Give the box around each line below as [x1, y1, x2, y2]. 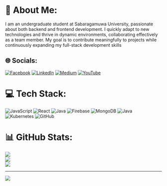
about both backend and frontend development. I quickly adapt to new [5, 26, 150, 32]
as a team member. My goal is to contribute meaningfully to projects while [5, 37, 157, 43]
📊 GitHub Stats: [5, 131, 73, 143]
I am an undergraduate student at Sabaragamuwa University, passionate [5, 21, 153, 27]
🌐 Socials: [5, 57, 38, 65]
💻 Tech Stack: [5, 88, 67, 99]
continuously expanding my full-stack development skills [5, 42, 122, 48]
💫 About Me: [5, 4, 58, 16]
